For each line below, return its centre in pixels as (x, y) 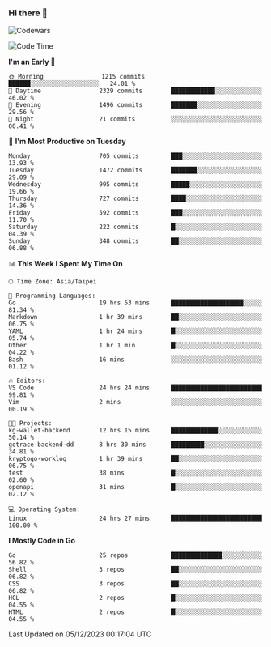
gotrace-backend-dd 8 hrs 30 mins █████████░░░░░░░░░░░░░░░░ (135, 445)
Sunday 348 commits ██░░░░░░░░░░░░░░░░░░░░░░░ (135, 241)
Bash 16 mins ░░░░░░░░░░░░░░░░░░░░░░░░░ (135, 360)
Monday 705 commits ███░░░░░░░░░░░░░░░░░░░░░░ (135, 156)
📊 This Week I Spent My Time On (66, 264)
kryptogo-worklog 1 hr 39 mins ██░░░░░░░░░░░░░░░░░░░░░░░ (135, 459)
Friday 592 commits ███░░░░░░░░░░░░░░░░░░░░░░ (135, 213)
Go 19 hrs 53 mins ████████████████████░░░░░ (135, 303)
